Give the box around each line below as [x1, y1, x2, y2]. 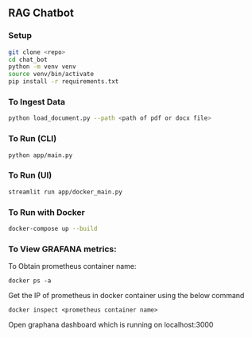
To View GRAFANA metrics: [8, 243, 117, 255]
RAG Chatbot [8, 6, 74, 20]
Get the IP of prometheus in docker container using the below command [8, 291, 245, 301]
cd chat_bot [8, 56, 48, 63]
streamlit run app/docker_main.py [8, 188, 123, 196]
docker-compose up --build [8, 224, 98, 232]
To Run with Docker [8, 206, 85, 217]
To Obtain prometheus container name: [8, 262, 137, 271]
